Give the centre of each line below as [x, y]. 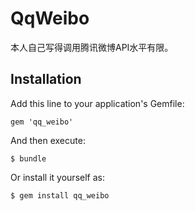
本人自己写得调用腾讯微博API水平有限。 [92, 47]
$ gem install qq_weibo [60, 195]
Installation [46, 79]
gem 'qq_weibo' [42, 122]
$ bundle [28, 158]
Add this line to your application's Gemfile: [97, 103]
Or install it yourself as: [57, 177]
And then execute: [48, 140]
